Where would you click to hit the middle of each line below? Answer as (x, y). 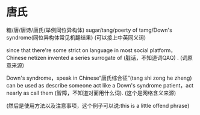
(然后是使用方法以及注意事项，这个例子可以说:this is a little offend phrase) (98, 105)
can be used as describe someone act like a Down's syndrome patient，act (100, 85)
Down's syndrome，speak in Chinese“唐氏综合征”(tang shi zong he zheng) (99, 78)
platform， (163, 50)
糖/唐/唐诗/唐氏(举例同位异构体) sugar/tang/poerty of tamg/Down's (89, 30)
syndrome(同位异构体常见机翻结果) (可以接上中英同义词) (76, 37)
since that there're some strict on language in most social (77, 50)
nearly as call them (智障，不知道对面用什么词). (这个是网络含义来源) (91, 93)
